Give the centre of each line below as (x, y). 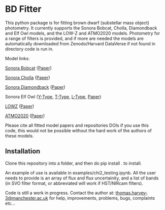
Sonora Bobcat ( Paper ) (28, 68)
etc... (10, 203)
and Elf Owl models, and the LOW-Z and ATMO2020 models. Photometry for (82, 33)
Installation (23, 151)
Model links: (17, 58)
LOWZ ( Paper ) (20, 106)
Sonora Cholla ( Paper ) (28, 77)
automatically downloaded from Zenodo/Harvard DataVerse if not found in (80, 43)
